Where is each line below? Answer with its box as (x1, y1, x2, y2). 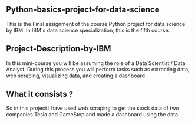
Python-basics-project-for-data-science (6, 5, 160, 15)
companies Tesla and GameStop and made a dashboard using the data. (6, 111, 180, 118)
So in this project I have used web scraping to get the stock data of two (6, 105, 180, 112)
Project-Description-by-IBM (6, 44, 111, 54)
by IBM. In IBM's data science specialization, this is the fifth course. (6, 27, 170, 34)
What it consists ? (6, 89, 74, 99)
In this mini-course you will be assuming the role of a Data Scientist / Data (6, 59, 186, 67)
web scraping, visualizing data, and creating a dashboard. (6, 72, 147, 79)
